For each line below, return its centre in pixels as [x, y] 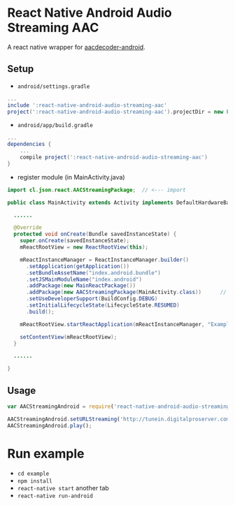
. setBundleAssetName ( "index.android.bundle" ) [93, 273]
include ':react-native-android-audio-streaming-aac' [87, 105]
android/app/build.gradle [55, 126]
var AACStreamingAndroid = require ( [60, 407]
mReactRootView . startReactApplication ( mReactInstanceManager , [112, 324]
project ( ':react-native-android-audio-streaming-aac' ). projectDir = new [115, 112]
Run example [46, 454]
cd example [33, 474]
